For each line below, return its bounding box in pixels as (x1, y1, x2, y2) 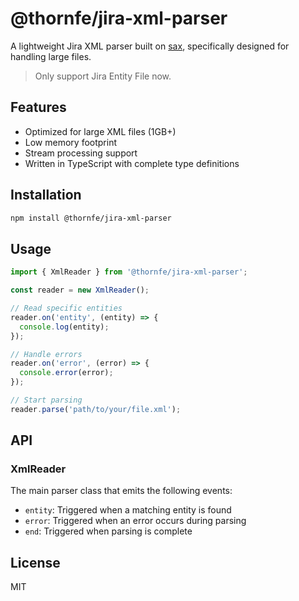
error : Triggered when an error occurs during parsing (24, 515, 247, 527)
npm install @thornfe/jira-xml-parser (10, 213, 172, 223)
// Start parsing (10, 395, 83, 405)
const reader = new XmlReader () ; (10, 285, 150, 296)
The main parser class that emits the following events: (10, 485, 233, 497)
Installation (10, 187, 82, 204)
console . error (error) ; (19, 368, 114, 378)
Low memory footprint (24, 136, 117, 148)
